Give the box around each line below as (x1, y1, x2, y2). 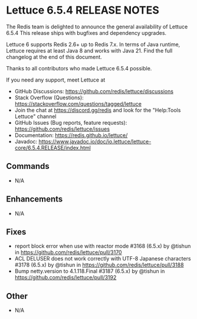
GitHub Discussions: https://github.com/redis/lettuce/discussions (14, 87, 174, 95)
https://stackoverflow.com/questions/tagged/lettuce (14, 100, 142, 107)
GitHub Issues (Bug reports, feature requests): (14, 119, 127, 126)
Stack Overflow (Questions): (14, 94, 84, 101)
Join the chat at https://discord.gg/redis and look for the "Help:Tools (14, 106, 181, 113)
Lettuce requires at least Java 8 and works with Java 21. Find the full (6, 47, 173, 54)
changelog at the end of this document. (6, 53, 102, 60)
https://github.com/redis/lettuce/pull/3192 (14, 274, 117, 281)
